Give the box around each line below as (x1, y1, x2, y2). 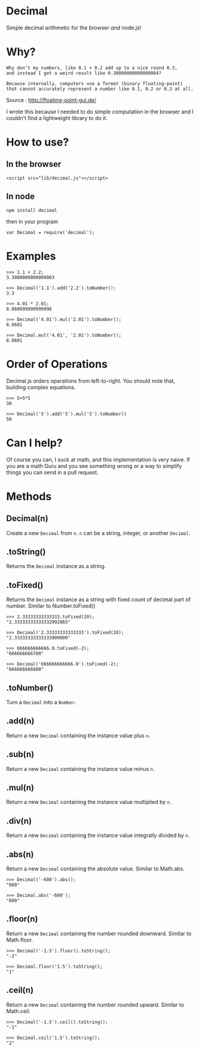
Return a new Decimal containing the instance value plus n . (6, 732, 151, 739)
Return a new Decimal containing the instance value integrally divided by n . (6, 832, 190, 839)
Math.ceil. (6, 1007, 31, 1014)
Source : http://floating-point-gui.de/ (6, 96, 97, 103)
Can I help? (6, 436, 63, 449)
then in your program (6, 218, 59, 225)
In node (6, 191, 35, 202)
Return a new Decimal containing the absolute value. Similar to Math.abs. (6, 865, 185, 872)
